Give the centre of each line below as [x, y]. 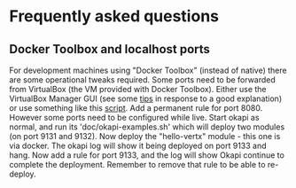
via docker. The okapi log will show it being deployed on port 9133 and [138, 145]
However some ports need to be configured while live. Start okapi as [134, 117]
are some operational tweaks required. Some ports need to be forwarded [143, 80]
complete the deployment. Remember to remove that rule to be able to [137, 164]
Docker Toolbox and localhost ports [110, 49]
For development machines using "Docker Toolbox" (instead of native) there [148, 70]
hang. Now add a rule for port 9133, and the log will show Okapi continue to [147, 155]
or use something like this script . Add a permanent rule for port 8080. [136, 108]
